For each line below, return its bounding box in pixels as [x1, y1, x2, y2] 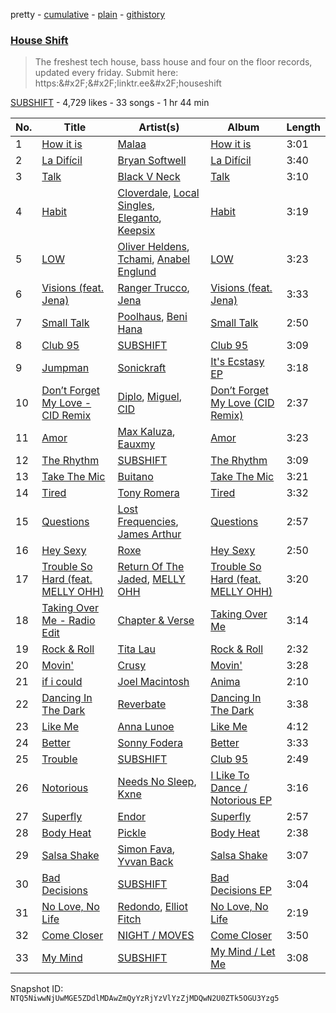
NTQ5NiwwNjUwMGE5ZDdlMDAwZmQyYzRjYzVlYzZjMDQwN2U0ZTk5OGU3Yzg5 [10, 994, 280, 1004]
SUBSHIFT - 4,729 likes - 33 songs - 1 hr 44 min [10, 97, 210, 109]
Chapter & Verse [117, 614, 195, 628]
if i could [41, 675, 83, 689]
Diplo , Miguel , [117, 390, 182, 404]
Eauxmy [117, 437, 156, 451]
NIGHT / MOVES [117, 929, 195, 943]
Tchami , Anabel [117, 252, 191, 266]
